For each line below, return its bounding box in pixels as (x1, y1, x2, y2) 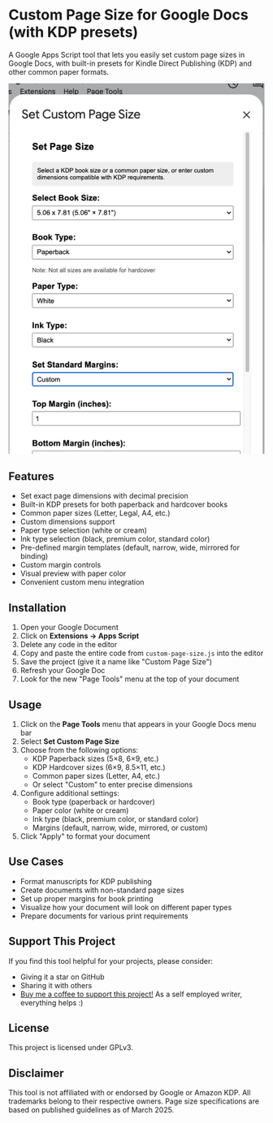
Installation (8, 601, 67, 615)
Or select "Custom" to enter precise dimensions (32, 780, 193, 789)
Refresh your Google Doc (19, 666, 106, 676)
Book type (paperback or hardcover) (32, 797, 156, 806)
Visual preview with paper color (19, 568, 127, 578)
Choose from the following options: (19, 745, 139, 754)
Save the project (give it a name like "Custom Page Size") (19, 657, 213, 667)
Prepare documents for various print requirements (19, 911, 188, 921)
